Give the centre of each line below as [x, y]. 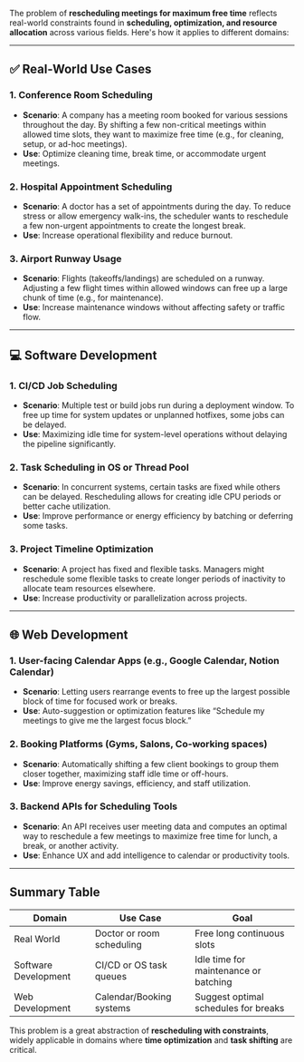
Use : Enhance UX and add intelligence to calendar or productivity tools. [156, 855]
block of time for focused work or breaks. [100, 701]
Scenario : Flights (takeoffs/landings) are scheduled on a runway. [143, 278]
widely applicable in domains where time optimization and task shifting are [151, 1040]
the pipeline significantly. [69, 443]
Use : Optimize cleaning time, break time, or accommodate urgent [144, 153]
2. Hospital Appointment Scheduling [91, 187]
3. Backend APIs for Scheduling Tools [94, 806]
